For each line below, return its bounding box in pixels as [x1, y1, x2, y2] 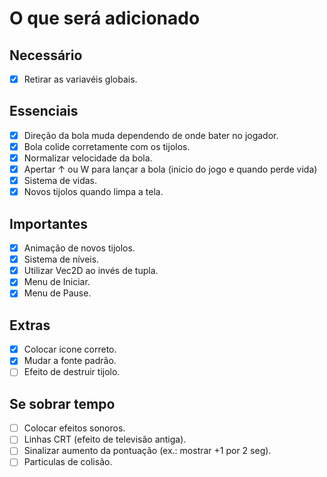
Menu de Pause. [23, 287, 92, 299]
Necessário [9, 47, 83, 64]
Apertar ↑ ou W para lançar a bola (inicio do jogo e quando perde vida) [23, 163, 318, 176]
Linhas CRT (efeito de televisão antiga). [23, 433, 187, 446]
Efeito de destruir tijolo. [23, 366, 121, 378]
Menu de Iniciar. [23, 276, 91, 288]
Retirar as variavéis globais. [23, 73, 138, 85]
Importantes [9, 215, 88, 232]
